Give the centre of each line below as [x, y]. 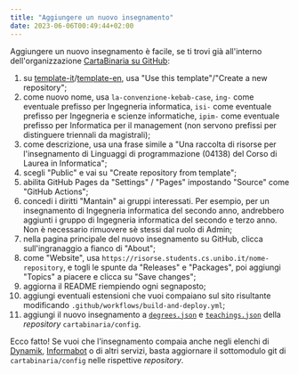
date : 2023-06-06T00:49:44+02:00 [72, 26]
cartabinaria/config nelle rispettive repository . [97, 360]
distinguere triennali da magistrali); [86, 134]
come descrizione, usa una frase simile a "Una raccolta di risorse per [149, 144]
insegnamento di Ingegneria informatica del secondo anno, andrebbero [153, 210]
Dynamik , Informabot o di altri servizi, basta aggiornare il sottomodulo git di [148, 350]
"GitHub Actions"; [56, 191]
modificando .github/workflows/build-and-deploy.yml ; [124, 305]
